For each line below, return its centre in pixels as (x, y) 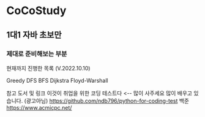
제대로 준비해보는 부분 (37, 54)
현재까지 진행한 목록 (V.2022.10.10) (48, 68)
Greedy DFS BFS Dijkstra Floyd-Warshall (57, 80)
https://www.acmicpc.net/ (39, 107)
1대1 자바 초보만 (34, 35)
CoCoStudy (36, 11)
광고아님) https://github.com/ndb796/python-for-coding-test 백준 (108, 100)
